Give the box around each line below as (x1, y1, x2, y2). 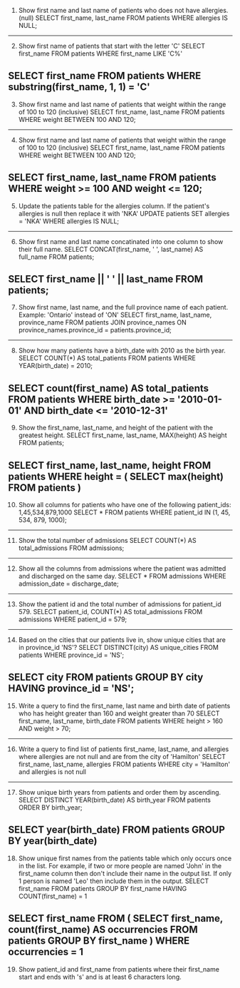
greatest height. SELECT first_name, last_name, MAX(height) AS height (18, 431, 227, 439)
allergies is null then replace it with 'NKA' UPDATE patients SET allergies (18, 209, 230, 218)
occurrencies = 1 (8, 946, 84, 958)
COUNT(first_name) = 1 (18, 892, 88, 900)
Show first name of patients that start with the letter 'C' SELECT (18, 42, 206, 50)
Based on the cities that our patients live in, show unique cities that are (18, 636, 226, 644)
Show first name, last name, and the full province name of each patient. (18, 303, 229, 312)
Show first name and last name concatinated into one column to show (18, 237, 224, 245)
